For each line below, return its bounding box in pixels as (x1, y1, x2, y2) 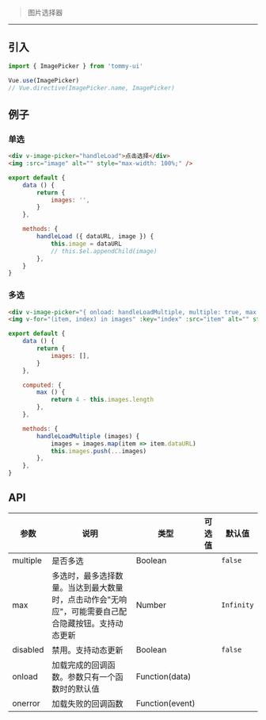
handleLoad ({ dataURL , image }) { (36, 233, 154, 241)
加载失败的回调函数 (51, 698, 123, 709)
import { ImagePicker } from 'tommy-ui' (8, 62, 144, 70)
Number (135, 599, 166, 610)
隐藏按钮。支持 (59, 618, 116, 629)
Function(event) (135, 698, 196, 709)
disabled (12, 644, 44, 655)
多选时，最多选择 (51, 570, 116, 581)
